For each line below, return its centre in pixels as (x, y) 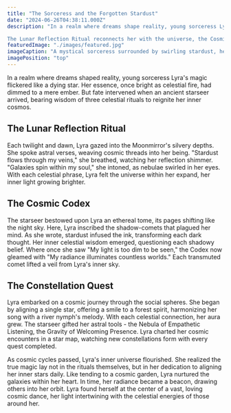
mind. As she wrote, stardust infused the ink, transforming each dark (104, 234)
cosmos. (19, 107)
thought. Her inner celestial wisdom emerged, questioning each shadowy (111, 242)
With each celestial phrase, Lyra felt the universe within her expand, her (109, 174)
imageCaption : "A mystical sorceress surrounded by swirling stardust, (112, 52)
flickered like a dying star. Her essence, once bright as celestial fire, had (109, 85)
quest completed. (32, 346)
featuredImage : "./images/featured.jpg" (66, 46)
